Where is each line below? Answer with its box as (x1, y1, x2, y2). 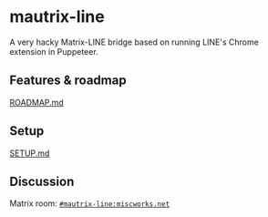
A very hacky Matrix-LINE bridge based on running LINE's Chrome (9, 36, 260, 47)
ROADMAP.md (9, 97, 64, 108)
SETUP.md (9, 148, 50, 159)
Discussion (9, 173, 75, 189)
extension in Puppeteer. (9, 46, 98, 57)
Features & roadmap (9, 73, 127, 88)
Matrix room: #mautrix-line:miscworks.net (9, 198, 170, 209)
